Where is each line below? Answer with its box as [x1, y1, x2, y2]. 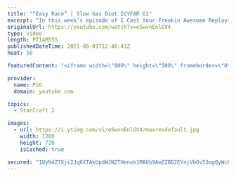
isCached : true [20, 145, 65, 153]
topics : [7, 100, 30, 107]
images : [7, 120, 30, 127]
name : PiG [13, 81, 42, 88]
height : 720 [20, 139, 55, 146]
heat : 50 [7, 50, 33, 57]
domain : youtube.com [13, 88, 74, 95]
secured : [7, 159, 33, 166]
